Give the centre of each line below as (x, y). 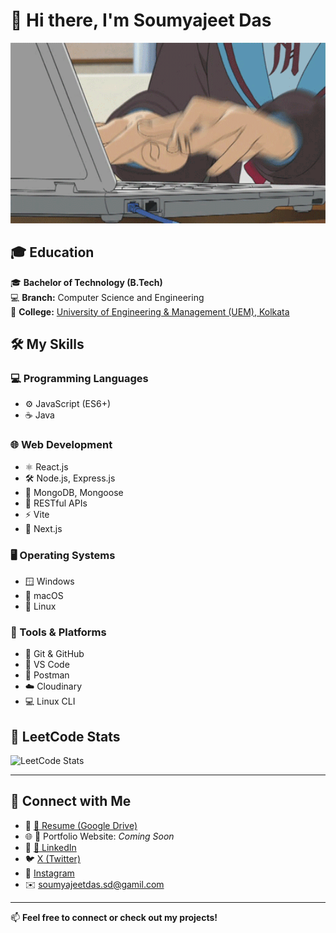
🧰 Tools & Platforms (58, 632)
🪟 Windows (49, 581)
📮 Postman (47, 675)
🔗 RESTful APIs (56, 503)
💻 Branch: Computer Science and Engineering (107, 297)
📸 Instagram (49, 873)
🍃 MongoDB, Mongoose (74, 492)
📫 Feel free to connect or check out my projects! (114, 917)
